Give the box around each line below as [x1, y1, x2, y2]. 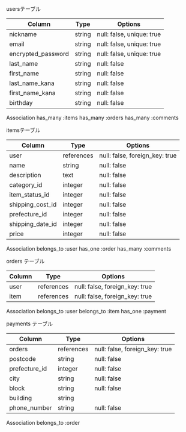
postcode [9, 355, 36, 363]
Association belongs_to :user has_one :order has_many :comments [6, 245, 172, 252]
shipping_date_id [9, 220, 57, 228]
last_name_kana [9, 79, 55, 87]
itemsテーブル [6, 127, 41, 134]
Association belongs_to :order [6, 419, 80, 426]
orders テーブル [6, 258, 45, 265]
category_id [9, 181, 43, 189]
